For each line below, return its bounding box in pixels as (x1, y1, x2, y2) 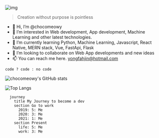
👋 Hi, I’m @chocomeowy (12, 24, 63, 30)
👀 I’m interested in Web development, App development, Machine (12, 29, 145, 34)
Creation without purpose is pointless (17, 14, 94, 20)
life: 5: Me (18, 125, 43, 130)
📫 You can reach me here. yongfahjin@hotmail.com (12, 56, 118, 61)
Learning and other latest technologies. (12, 34, 92, 40)
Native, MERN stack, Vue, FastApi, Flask (12, 45, 95, 50)
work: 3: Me (18, 129, 43, 134)
